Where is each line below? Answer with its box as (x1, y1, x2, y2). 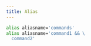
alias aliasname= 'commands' (6, 25, 75, 31)
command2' (11, 36, 35, 42)
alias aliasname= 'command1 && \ (6, 30, 85, 36)
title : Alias (6, 8, 38, 15)
